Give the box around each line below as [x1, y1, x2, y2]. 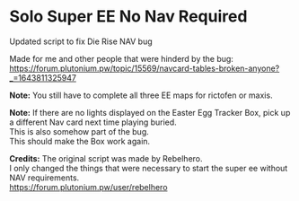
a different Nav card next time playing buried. [9, 117, 177, 127]
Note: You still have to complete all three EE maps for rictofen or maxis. [9, 90, 273, 100]
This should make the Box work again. [9, 135, 151, 146]
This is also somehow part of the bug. [9, 126, 150, 136]
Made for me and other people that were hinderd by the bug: [9, 53, 233, 64]
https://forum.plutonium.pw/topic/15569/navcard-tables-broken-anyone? [9, 63, 280, 74]
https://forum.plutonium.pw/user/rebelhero [9, 181, 168, 192]
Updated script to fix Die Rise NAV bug [9, 36, 153, 47]
